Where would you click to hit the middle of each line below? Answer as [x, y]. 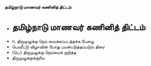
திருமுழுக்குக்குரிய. [29, 58]
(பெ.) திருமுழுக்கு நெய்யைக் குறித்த [44, 52]
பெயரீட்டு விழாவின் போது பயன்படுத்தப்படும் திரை [58, 47]
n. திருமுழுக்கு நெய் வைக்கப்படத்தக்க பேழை [53, 41]
